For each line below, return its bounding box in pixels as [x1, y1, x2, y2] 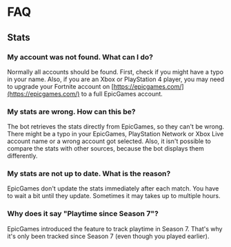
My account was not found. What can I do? [7, 52, 154, 62]
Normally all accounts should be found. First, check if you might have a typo [7, 67, 224, 76]
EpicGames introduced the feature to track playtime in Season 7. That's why [7, 224, 223, 233]
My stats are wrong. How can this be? [7, 107, 136, 116]
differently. [7, 152, 38, 160]
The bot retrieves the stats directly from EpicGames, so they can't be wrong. [7, 122, 225, 131]
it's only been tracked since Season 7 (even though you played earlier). [7, 232, 210, 240]
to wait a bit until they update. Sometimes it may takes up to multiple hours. [7, 192, 221, 200]
